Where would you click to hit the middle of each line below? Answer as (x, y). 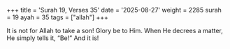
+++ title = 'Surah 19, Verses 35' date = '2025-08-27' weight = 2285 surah (114, 10)
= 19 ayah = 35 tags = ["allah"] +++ (58, 17)
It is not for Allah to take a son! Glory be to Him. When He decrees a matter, (115, 31)
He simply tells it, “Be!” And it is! (53, 38)
